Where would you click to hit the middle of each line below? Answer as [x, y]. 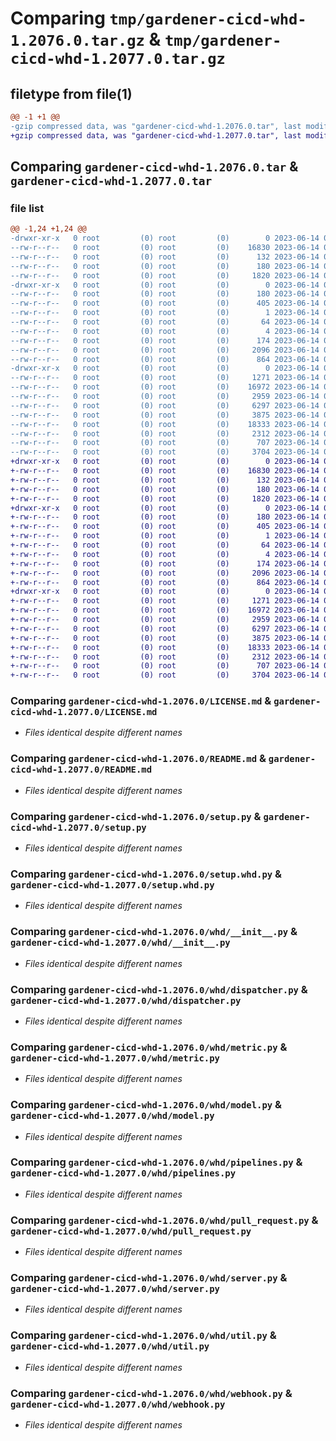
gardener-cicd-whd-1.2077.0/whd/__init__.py [120, 943]
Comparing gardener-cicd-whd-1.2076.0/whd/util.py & [143, 1335]
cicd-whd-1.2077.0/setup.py [78, 827]
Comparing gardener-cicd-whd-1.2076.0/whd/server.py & [149, 1278]
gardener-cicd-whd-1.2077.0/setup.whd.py [112, 885]
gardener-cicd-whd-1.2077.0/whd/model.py [112, 1116]
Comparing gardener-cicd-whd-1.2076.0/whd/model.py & [146, 1105]
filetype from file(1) [71, 93]
